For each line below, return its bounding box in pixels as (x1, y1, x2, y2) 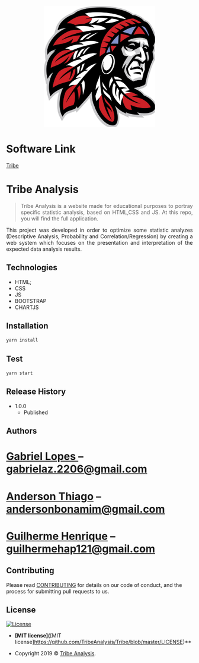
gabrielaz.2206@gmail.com (6, 462, 147, 476)
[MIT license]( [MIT (14, 632, 62, 639)
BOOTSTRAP (14, 297, 47, 304)
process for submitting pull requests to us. (6, 588, 110, 595)
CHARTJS (14, 304, 39, 311)
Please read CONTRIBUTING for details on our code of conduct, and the (6, 581, 182, 588)
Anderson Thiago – (6, 490, 102, 503)
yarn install (6, 337, 38, 343)
